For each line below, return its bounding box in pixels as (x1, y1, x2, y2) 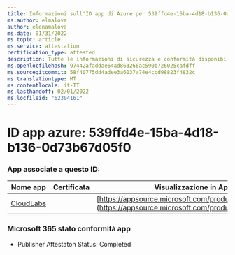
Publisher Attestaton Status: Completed (17, 240, 131, 248)
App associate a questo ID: (7, 165, 100, 175)
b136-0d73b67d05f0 (7, 140, 131, 156)
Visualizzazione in (153, 182, 217, 192)
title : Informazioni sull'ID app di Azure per (7, 10, 145, 17)
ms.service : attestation (7, 43, 80, 50)
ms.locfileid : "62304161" (7, 95, 83, 102)
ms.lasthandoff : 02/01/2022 (7, 88, 90, 95)
